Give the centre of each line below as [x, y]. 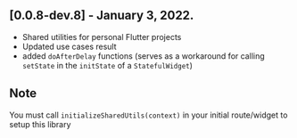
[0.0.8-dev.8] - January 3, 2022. [102, 16]
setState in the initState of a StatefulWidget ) [107, 65]
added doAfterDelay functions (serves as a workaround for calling [143, 56]
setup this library [40, 124]
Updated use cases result [70, 46]
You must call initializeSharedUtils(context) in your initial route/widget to [148, 115]
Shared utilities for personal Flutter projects [102, 37]
